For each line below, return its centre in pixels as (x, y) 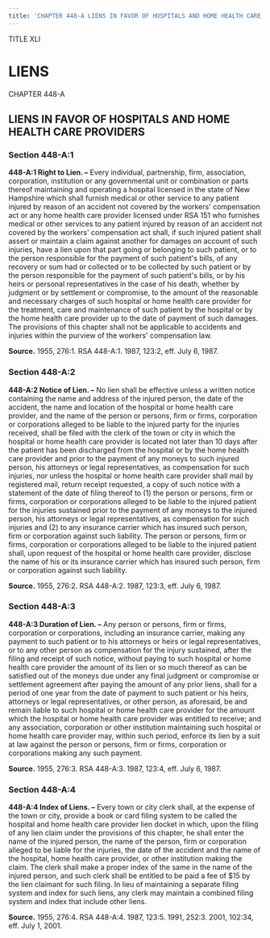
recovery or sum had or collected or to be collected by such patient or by (130, 267)
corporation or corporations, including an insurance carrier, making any (127, 633)
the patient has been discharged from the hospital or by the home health (129, 450)
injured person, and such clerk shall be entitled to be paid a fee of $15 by (129, 876)
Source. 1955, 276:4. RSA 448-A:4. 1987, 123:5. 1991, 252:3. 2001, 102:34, (131, 917)
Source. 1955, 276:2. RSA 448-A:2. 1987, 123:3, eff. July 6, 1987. (115, 586)
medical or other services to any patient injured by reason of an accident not (135, 224)
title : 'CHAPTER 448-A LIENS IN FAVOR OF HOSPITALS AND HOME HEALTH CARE (135, 16)
